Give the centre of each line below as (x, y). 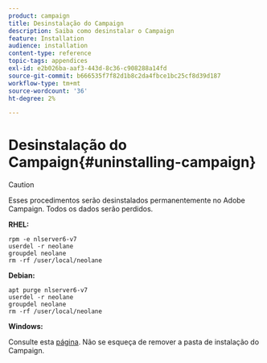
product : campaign (39, 16)
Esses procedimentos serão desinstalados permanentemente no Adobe (127, 200)
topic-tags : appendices (48, 61)
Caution (21, 185)
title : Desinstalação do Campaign (66, 23)
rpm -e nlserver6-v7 (43, 240)
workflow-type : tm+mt (45, 83)
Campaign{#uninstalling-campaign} (132, 163)
